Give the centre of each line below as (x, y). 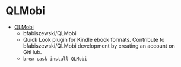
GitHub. (32, 52)
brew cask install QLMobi (55, 59)
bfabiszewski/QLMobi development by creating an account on (99, 46)
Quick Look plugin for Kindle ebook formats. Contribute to (94, 39)
